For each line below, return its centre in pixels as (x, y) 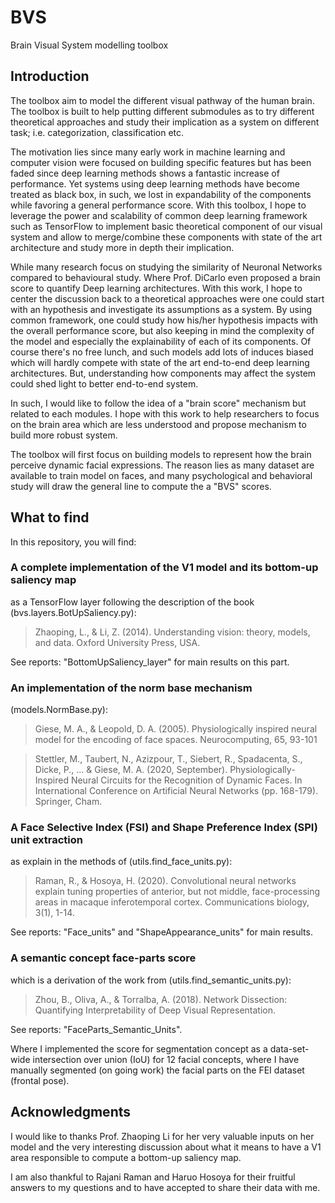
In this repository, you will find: (73, 542)
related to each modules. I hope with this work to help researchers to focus (165, 413)
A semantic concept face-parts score (103, 958)
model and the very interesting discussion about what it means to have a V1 (166, 1147)
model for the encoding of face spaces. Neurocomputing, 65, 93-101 (176, 740)
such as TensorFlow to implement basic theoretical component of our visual (166, 226)
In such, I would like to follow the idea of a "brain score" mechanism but (158, 403)
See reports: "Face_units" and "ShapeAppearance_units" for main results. (161, 932)
